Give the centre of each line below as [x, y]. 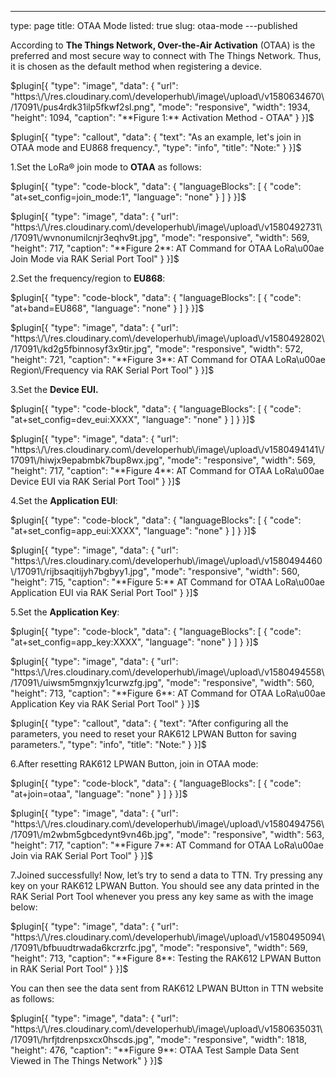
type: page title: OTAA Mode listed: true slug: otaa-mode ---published [154, 25]
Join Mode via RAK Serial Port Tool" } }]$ [95, 259]
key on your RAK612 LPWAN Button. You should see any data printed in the [165, 885]
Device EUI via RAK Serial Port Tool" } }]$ [95, 481]
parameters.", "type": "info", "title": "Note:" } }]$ [108, 744]
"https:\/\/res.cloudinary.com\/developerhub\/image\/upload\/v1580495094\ [168, 937]
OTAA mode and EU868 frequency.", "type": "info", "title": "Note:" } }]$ [156, 147]
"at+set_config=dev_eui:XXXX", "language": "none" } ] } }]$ [133, 419]
